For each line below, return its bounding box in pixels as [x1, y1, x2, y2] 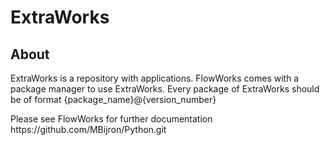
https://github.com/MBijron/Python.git [10, 124, 167, 135]
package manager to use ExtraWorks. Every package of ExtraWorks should [10, 83, 320, 95]
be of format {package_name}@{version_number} [10, 94, 217, 105]
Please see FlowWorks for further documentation [10, 113, 213, 125]
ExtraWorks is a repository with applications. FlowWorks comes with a [10, 72, 300, 84]
